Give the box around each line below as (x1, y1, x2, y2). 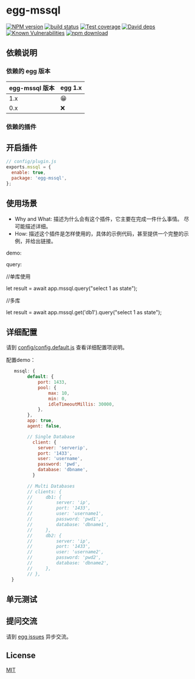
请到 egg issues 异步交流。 (6, 633, 72, 640)
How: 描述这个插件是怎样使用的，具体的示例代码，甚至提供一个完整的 (14, 230, 184, 237)
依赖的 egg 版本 (6, 67, 51, 76)
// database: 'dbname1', (27, 521, 110, 527)
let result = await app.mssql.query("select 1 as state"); (6, 285, 138, 292)
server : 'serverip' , (37, 445, 88, 451)
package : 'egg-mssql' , (11, 175, 67, 181)
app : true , (27, 417, 54, 424)
